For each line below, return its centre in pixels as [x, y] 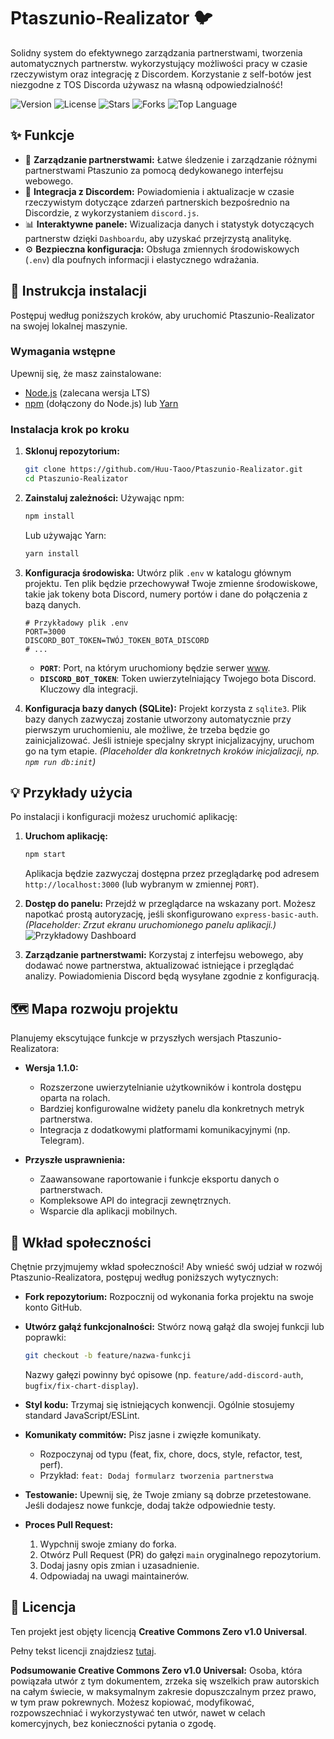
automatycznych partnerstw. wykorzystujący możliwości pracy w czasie [159, 63]
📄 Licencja [43, 1607]
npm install [49, 516]
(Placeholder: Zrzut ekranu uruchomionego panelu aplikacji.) [150, 925]
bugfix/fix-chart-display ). [81, 1385]
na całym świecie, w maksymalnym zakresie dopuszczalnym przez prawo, [163, 1691]
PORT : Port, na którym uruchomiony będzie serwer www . [155, 667]
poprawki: [45, 1337]
